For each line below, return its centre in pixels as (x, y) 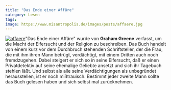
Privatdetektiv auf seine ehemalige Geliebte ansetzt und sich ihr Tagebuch (83, 66)
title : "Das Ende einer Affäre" (40, 10)
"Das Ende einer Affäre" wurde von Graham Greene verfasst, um (93, 39)
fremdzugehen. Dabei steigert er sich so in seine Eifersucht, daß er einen (82, 60)
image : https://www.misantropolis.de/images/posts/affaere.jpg (74, 24)
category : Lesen (22, 15)
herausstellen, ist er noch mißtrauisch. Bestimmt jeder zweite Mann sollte (82, 76)
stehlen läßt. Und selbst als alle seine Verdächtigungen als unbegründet (81, 71)
